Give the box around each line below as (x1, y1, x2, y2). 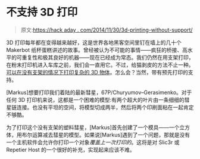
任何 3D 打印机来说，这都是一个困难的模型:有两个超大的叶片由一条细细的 (6, 96, 185, 103)
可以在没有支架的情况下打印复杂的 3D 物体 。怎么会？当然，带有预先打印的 (6, 68, 189, 76)
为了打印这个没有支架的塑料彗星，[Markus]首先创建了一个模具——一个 (6, 123, 180, 131)
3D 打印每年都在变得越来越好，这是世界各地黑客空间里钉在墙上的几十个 (6, 39, 182, 46)
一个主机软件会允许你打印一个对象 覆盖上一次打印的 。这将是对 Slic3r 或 (6, 138, 180, 146)
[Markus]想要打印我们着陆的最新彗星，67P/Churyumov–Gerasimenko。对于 (6, 89, 192, 96)
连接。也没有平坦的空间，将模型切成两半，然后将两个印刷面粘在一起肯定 (16, 104, 194, 111)
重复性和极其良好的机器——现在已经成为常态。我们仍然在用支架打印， (21, 54, 194, 61)
